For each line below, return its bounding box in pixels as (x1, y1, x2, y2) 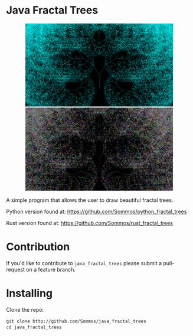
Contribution (6, 240, 70, 254)
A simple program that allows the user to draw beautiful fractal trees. (6, 196, 174, 204)
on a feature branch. (26, 266, 76, 273)
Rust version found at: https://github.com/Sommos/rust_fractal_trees (6, 219, 173, 226)
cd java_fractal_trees (6, 324, 62, 330)
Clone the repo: (6, 306, 44, 313)
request (6, 266, 25, 273)
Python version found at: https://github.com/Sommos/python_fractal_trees (6, 208, 187, 215)
